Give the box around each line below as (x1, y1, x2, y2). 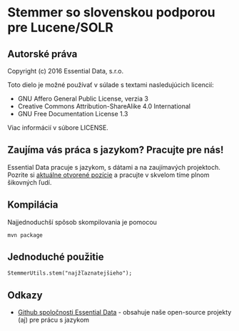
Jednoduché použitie (7, 251, 104, 263)
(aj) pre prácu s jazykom (17, 315, 90, 325)
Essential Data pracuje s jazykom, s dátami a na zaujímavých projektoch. (7, 163, 221, 171)
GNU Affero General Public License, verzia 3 (17, 94, 148, 103)
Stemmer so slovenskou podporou (7, 4, 215, 21)
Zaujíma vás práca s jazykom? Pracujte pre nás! (7, 144, 224, 156)
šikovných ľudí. (7, 178, 52, 186)
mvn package (7, 231, 43, 239)
